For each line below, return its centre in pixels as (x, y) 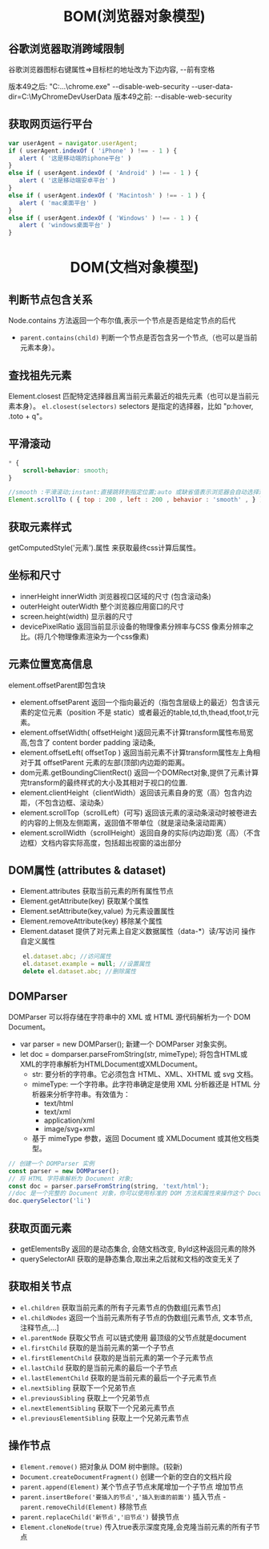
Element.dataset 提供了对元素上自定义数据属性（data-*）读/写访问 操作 (138, 931)
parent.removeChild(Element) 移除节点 (84, 1506)
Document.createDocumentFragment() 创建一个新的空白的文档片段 (126, 1476)
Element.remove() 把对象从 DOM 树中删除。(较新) (101, 1466)
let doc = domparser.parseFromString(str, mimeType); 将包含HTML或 (134, 1054)
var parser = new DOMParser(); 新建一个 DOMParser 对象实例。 (125, 1044)
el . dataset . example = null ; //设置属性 (86, 964)
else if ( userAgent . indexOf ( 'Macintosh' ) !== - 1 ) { (107, 195)
